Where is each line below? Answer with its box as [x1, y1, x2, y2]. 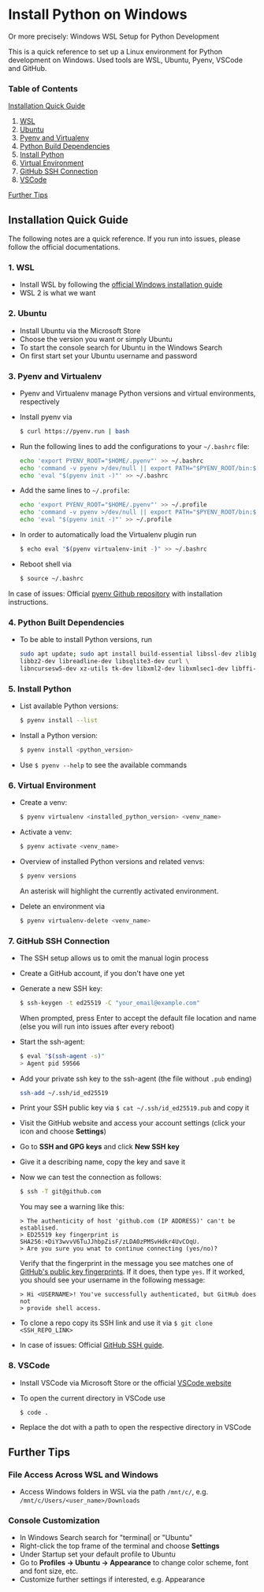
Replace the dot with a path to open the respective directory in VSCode [19, 1423, 251, 1432]
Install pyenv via [19, 412, 73, 421]
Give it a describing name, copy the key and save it [19, 1157, 186, 1167]
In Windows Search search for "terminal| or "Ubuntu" [19, 1533, 193, 1542]
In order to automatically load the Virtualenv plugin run [19, 530, 197, 540]
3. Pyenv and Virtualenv [8, 370, 102, 381]
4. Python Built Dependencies [8, 617, 125, 628]
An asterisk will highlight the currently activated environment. [19, 886, 219, 896]
